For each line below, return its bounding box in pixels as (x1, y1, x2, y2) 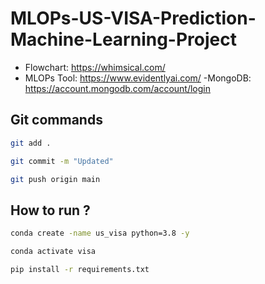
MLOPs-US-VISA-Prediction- (10, 7, 257, 30)
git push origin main (10, 174, 101, 184)
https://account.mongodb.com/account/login (24, 82, 211, 94)
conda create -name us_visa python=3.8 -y (10, 228, 190, 239)
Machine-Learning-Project (10, 28, 237, 51)
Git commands (10, 112, 103, 129)
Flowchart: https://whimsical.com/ (24, 61, 166, 73)
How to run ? (10, 202, 91, 219)
